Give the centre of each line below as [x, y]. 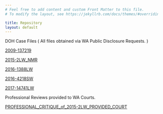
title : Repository [24, 23]
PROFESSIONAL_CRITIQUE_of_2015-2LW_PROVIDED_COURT [66, 107]
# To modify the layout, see [34, 14]
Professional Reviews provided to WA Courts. [50, 98]
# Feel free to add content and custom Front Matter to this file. [75, 9]
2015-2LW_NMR [21, 60]
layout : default [21, 27]
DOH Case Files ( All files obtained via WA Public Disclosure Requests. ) [77, 41]
